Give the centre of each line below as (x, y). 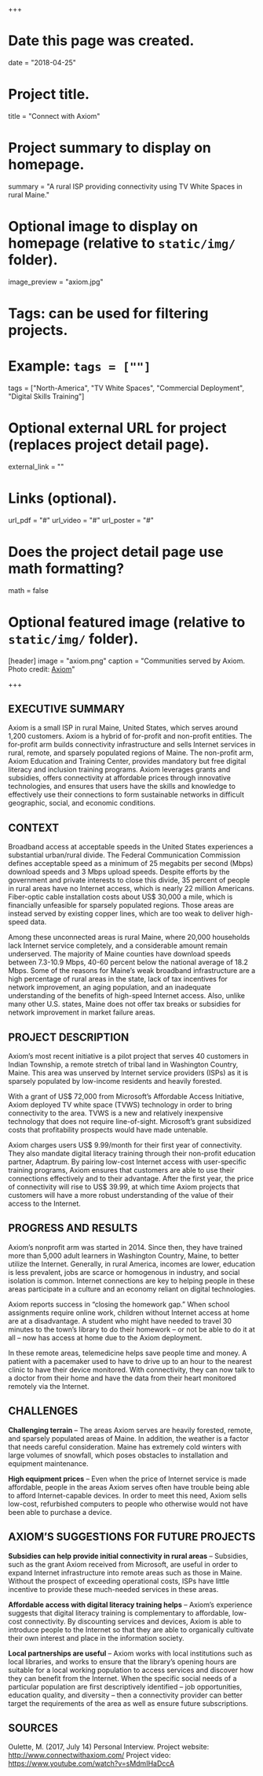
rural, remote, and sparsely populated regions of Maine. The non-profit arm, (131, 753)
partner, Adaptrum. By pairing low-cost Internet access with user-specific (128, 1162)
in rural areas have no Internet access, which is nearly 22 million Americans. (131, 889)
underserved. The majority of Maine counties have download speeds (120, 954)
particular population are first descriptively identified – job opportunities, (125, 1686)
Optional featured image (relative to (127, 622)
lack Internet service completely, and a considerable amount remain (118, 945)
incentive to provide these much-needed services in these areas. (113, 1589)
